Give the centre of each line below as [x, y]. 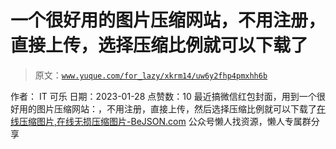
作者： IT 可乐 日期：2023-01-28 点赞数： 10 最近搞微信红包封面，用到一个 [163, 96]
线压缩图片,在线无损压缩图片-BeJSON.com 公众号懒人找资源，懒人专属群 [161, 121]
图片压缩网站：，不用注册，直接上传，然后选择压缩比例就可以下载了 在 [181, 108]
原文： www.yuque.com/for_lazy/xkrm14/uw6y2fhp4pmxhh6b [151, 75]
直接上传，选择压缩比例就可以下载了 [159, 45]
